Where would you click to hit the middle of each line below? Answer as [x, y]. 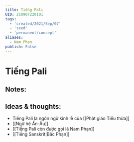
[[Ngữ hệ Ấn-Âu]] [30, 124]
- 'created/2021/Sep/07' [35, 24]
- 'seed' [19, 28]
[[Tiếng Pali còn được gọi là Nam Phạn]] [53, 129]
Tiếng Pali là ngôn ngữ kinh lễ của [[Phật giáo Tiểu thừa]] [71, 118]
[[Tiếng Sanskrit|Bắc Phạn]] [41, 134]
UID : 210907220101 [24, 14]
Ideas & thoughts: [33, 106]
